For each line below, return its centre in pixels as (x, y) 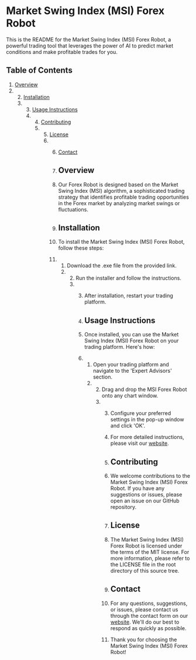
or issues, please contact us (144, 609)
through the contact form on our (149, 615)
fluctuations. (73, 209)
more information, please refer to (150, 558)
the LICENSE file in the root (143, 564)
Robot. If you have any (137, 488)
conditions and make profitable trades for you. (62, 52)
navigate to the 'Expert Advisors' (133, 371)
